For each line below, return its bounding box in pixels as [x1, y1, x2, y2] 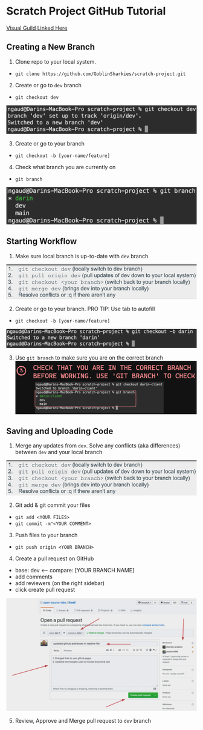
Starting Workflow [6, 236, 77, 247]
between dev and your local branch [14, 449, 103, 456]
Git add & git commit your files [14, 501, 91, 509]
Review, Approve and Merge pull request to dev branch [14, 717, 152, 724]
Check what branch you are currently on [14, 163, 116, 170]
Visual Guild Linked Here [6, 24, 68, 32]
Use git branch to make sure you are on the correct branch [14, 353, 164, 361]
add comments [14, 573, 53, 580]
